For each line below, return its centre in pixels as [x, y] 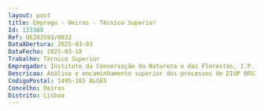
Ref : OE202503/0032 [40, 37]
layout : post [29, 15]
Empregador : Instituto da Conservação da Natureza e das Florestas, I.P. [132, 66]
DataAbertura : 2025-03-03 [50, 45]
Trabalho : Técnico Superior [54, 59]
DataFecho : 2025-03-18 [45, 52]
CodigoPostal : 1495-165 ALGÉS [58, 81]
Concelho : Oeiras [37, 88]
